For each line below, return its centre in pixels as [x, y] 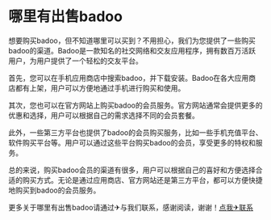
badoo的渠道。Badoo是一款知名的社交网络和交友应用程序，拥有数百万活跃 [132, 50]
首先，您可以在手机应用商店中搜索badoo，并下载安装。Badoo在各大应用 [129, 78]
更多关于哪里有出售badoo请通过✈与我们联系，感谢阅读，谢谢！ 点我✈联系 [131, 207]
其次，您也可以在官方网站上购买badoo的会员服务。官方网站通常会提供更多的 [135, 105]
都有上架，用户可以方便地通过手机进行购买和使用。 [100, 88]
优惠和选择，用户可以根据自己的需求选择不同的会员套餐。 [104, 115]
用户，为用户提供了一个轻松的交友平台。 [75, 61]
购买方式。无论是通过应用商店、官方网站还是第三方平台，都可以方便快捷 [142, 180]
